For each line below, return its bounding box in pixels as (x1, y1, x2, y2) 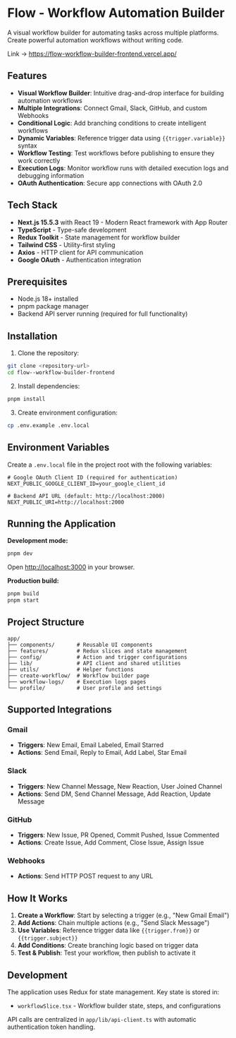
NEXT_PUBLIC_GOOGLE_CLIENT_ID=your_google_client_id (7, 480, 166, 487)
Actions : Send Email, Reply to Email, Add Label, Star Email (17, 748, 187, 757)
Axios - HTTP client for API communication (17, 248, 144, 256)
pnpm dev (7, 550, 33, 557)
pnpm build (7, 590, 39, 597)
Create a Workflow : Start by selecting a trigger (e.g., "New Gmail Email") (17, 911, 230, 919)
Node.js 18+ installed (17, 294, 79, 303)
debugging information (17, 171, 85, 179)
